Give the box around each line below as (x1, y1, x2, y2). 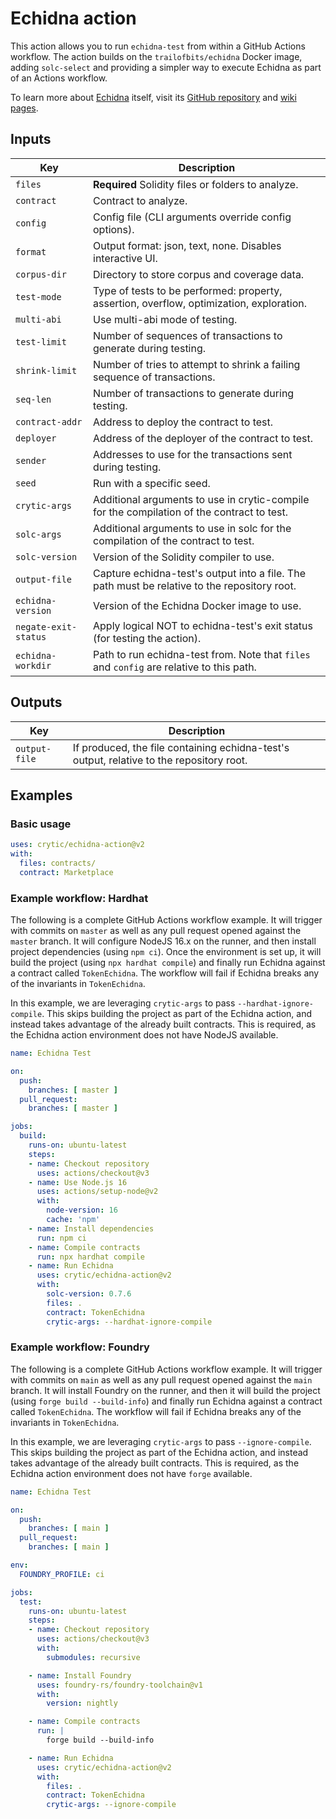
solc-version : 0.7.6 (46, 1289, 132, 1299)
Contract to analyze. (93, 193, 188, 207)
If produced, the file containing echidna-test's (72, 740, 290, 754)
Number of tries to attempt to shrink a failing (93, 357, 301, 371)
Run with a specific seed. (93, 476, 211, 490)
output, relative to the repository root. (72, 753, 248, 767)
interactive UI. (93, 251, 158, 265)
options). (93, 222, 135, 236)
